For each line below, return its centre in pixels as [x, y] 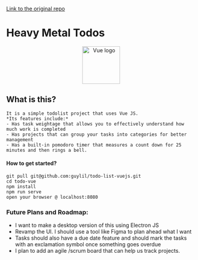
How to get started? [32, 163]
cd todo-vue [21, 181]
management [20, 140]
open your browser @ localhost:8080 [52, 197]
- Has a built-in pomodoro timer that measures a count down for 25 [94, 145]
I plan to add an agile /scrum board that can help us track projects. [97, 251]
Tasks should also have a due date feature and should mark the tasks [101, 238]
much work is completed [36, 129]
